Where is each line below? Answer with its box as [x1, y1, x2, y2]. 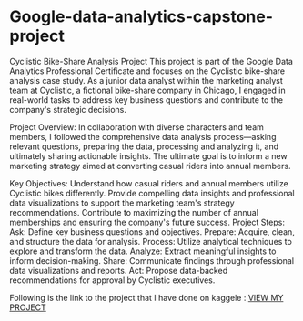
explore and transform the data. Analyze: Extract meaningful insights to [9, 246, 277, 256]
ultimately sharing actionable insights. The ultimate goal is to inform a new [9, 150, 288, 161]
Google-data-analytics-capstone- [9, 6, 274, 27]
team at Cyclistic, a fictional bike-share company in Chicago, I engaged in [9, 85, 286, 95]
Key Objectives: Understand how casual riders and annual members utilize [9, 177, 288, 188]
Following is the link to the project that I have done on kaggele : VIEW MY [9, 292, 284, 303]
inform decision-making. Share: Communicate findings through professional [9, 255, 294, 266]
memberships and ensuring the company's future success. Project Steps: [9, 216, 285, 227]
